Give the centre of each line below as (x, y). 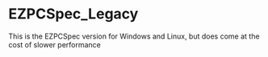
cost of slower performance (54, 44)
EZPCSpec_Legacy (73, 14)
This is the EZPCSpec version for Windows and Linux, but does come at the (134, 36)
